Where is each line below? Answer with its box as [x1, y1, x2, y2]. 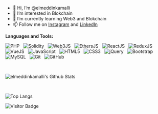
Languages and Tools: [5, 33, 54, 39]
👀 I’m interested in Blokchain [12, 10, 73, 16]
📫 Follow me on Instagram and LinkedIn [12, 21, 98, 27]
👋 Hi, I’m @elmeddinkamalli [12, 5, 71, 11]
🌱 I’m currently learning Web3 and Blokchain [12, 16, 106, 21]
